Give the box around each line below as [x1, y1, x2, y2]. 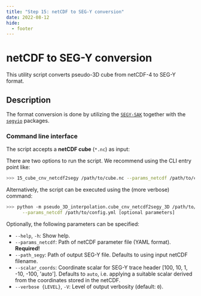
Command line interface [6, 132, 78, 140]
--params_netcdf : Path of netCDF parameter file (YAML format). [14, 238, 172, 246]
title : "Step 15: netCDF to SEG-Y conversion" [6, 8, 124, 15]
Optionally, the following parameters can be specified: [6, 220, 139, 228]
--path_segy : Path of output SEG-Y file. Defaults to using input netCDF [14, 251, 188, 258]
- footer [11, 25, 33, 32]
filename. [14, 257, 38, 264]
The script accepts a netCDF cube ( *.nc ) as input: [6, 146, 130, 153]
